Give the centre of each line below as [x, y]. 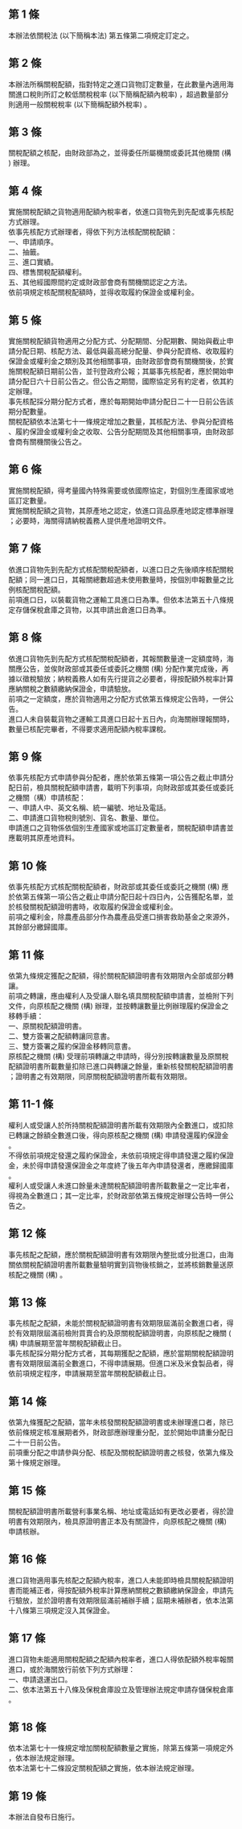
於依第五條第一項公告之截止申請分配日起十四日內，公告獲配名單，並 [121, 897]
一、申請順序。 [33, 242]
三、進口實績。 [33, 262]
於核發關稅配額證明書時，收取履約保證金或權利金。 [93, 907]
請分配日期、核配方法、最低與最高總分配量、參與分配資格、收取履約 [121, 351]
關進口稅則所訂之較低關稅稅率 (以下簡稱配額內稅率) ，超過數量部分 [119, 94]
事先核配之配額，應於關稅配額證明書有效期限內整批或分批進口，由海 [121, 1254]
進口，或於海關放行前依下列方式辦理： [72, 1669]
